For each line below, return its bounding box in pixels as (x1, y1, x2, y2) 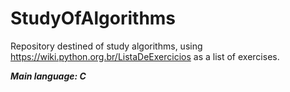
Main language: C (10, 70, 87, 82)
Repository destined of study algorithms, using (10, 40, 203, 52)
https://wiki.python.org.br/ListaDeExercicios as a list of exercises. (10, 50, 280, 62)
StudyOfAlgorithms (10, 7, 177, 30)
